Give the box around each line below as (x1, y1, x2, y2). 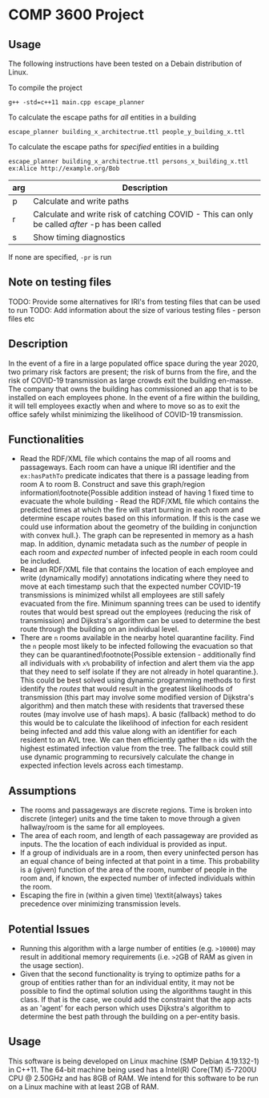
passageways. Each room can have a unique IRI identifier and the (19, 463, 236, 472)
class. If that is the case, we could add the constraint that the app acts (19, 995, 252, 1004)
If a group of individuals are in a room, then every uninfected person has (19, 848, 259, 857)
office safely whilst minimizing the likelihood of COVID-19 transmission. (8, 409, 243, 419)
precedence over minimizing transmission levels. (19, 899, 182, 909)
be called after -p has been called (33, 219, 162, 229)
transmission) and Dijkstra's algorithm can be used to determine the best (19, 616, 261, 626)
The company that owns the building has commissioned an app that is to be (8, 383, 259, 394)
